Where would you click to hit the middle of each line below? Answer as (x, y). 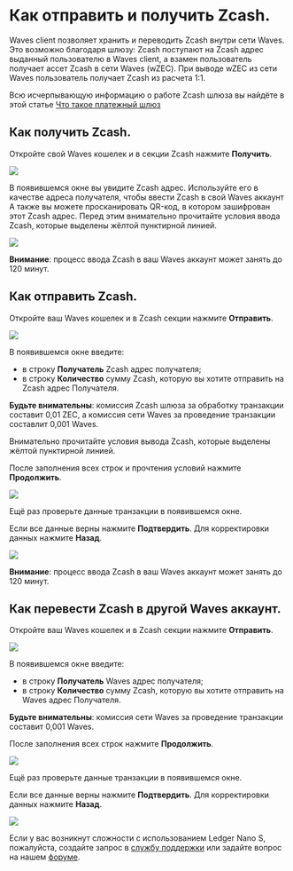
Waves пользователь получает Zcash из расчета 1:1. (108, 77)
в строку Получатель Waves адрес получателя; (112, 681)
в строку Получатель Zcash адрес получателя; (112, 368)
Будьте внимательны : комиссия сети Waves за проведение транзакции (146, 717)
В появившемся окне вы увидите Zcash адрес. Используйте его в (134, 187)
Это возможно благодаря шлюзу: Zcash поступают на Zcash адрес (136, 49)
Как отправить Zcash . (73, 297)
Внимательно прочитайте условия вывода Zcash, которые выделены (140, 441)
